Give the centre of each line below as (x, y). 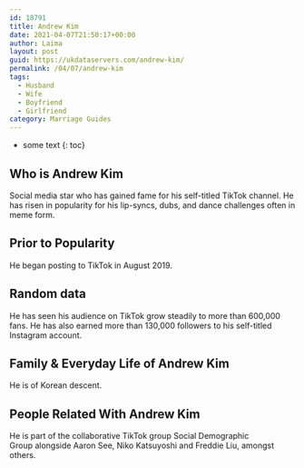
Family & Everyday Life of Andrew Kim (119, 363)
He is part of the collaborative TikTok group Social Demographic (129, 436)
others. (23, 455)
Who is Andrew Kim (67, 174)
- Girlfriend (42, 111)
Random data (48, 294)
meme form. (32, 214)
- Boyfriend (40, 102)
